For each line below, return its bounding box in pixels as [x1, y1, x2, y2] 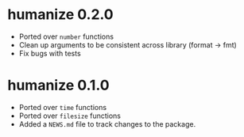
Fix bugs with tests [18, 48, 81, 58]
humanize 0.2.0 [7, 6, 114, 24]
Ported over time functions [18, 102, 107, 112]
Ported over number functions [18, 32, 114, 41]
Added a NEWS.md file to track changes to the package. [18, 119, 196, 128]
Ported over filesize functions [18, 111, 121, 120]
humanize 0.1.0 [7, 77, 110, 94]
